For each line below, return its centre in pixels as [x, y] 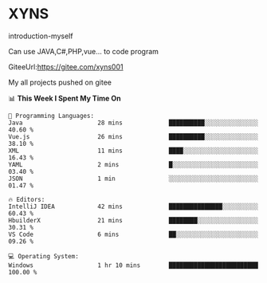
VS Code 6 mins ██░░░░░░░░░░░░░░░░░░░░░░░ [133, 234]
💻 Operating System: [44, 256]
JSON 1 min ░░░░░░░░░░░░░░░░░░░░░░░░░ [133, 179]
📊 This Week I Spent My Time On [65, 98]
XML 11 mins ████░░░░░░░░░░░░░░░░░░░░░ [133, 151]
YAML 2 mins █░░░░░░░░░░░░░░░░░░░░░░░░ [133, 164]
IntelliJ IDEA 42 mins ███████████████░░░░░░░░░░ [133, 206]
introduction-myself [41, 36]
